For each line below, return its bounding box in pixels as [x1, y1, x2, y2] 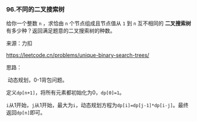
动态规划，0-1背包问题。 [7, 76, 68, 84]
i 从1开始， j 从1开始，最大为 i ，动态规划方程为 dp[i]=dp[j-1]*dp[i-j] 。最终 [6, 102, 189, 109]
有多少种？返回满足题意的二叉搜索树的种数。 [6, 27, 116, 34]
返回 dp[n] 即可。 [6, 109, 46, 116]
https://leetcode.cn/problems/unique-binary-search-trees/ [6, 52, 150, 59]
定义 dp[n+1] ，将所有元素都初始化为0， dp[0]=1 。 [6, 89, 125, 96]
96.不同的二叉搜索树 [6, 5, 65, 13]
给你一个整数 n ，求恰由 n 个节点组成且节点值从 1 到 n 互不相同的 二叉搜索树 [6, 20, 192, 27]
